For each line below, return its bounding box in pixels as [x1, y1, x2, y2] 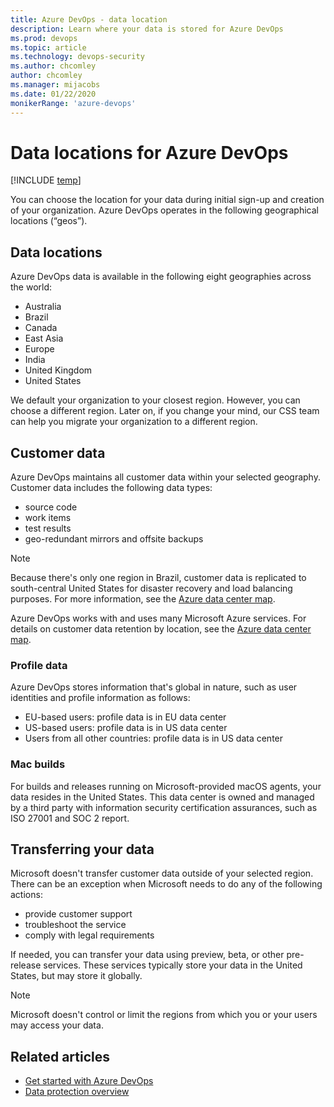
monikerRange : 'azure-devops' [10, 98, 137, 108]
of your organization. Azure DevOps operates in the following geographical [10, 204, 319, 216]
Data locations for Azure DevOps [10, 141, 289, 164]
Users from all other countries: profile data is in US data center [24, 732, 284, 745]
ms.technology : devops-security [10, 52, 145, 62]
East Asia [24, 332, 64, 345]
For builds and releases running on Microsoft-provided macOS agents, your [10, 780, 322, 792]
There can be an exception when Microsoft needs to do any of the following [10, 878, 323, 890]
